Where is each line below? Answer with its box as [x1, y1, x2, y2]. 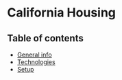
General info [16, 50, 53, 59]
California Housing [7, 5, 117, 21]
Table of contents [7, 32, 84, 44]
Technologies [16, 58, 56, 66]
